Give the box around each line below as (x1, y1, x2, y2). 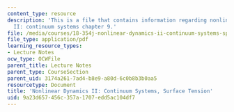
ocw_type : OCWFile (7, 56, 61, 63)
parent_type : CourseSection (7, 68, 89, 75)
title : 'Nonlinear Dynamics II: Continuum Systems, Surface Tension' (7, 88, 214, 95)
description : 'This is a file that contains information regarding (7, 17, 208, 24)
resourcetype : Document (7, 81, 77, 88)
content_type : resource (7, 10, 77, 17)
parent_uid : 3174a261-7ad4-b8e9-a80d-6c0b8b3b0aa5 (7, 74, 157, 82)
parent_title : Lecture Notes (7, 62, 92, 69)
